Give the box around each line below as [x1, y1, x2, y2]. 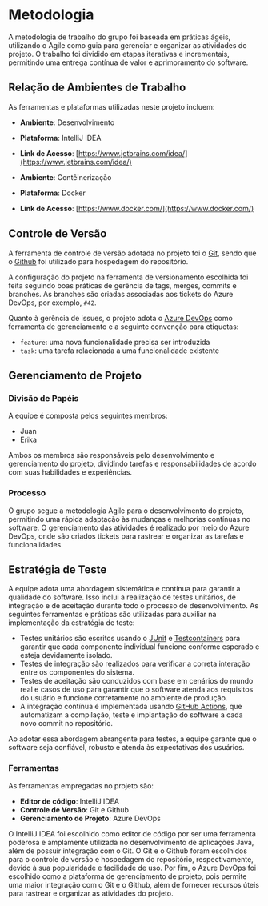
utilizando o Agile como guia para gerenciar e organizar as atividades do [8, 40, 247, 50]
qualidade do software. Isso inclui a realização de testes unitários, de [8, 592, 236, 602]
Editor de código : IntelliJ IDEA [19, 796, 120, 806]
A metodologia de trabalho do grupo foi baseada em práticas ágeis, [8, 32, 231, 42]
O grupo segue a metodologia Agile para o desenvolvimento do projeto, [8, 506, 244, 515]
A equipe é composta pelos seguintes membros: [8, 411, 168, 421]
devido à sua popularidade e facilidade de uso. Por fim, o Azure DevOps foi [8, 863, 257, 872]
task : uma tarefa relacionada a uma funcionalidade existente [19, 346, 220, 355]
